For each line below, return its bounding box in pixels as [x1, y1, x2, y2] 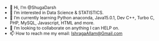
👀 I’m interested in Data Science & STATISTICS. [9, 10, 104, 15]
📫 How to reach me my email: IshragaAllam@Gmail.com [9, 30, 123, 36]
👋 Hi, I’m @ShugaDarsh [9, 5, 57, 10]
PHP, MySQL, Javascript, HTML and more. [9, 20, 95, 26]
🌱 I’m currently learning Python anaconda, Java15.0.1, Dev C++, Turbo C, [9, 15, 155, 20]
